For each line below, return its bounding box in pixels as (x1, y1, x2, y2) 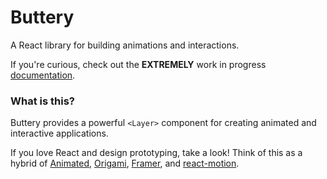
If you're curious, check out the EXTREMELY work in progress (10, 58, 267, 70)
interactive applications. (10, 127, 109, 140)
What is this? (10, 94, 75, 108)
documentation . (10, 69, 76, 81)
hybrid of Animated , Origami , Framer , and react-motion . (10, 157, 240, 170)
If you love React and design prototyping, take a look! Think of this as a (10, 147, 303, 159)
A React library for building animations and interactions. (10, 39, 240, 51)
